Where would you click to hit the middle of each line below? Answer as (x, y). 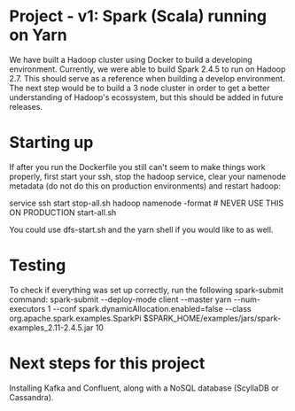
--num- (247, 299)
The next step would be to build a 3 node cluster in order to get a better (140, 88)
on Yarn (39, 35)
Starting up (51, 143)
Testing (38, 265)
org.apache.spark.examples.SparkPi (75, 318)
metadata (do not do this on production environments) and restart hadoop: (145, 186)
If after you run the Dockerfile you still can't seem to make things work (137, 167)
